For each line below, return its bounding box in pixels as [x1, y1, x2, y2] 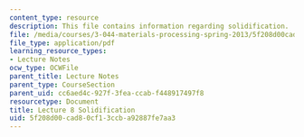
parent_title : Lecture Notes [9, 72, 119, 81]
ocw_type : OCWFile [9, 64, 79, 73]
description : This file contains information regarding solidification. [9, 22, 290, 31]
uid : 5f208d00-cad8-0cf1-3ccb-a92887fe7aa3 [9, 114, 176, 123]
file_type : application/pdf [9, 38, 116, 48]
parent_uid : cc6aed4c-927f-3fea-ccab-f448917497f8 [9, 88, 204, 97]
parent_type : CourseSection [9, 80, 116, 89]
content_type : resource [9, 13, 100, 23]
